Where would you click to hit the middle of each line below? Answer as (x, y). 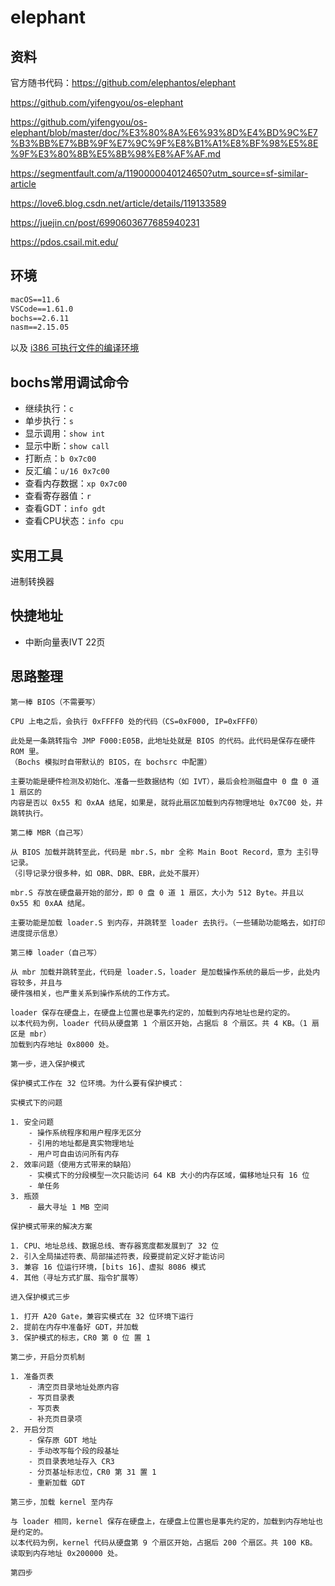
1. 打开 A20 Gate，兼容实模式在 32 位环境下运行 (102, 1316)
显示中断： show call (67, 446)
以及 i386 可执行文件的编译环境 (75, 348)
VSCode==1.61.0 (42, 309)
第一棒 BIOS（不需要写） (55, 702)
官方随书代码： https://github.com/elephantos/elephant (123, 82)
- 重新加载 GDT (57, 1482)
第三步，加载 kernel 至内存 (62, 1502)
